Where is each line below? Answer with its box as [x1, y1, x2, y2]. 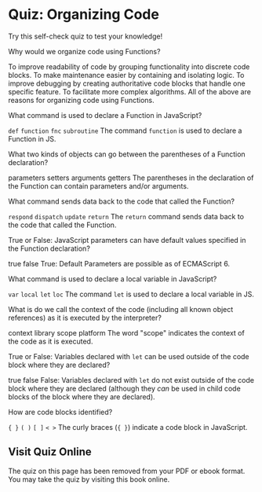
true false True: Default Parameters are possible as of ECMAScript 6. [8, 259, 230, 268]
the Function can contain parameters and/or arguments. [8, 181, 189, 190]
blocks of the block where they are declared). [8, 391, 155, 402]
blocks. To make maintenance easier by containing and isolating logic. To [8, 70, 245, 79]
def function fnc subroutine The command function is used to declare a [8, 126, 242, 135]
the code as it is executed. [8, 336, 93, 346]
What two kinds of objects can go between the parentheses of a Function [8, 149, 246, 159]
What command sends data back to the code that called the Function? [8, 196, 235, 206]
